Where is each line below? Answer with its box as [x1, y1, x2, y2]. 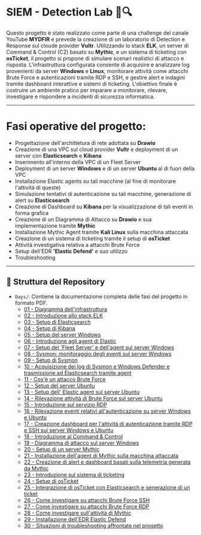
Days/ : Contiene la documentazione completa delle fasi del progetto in [14, 292, 188, 300]
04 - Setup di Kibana [23, 325, 75, 332]
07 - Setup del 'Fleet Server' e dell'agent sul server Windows [23, 343, 175, 351]
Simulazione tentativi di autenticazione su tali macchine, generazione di [14, 190, 191, 197]
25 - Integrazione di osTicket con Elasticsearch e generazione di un [23, 483, 190, 491]
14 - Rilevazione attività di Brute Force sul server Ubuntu [23, 394, 163, 402]
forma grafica [14, 209, 49, 216]
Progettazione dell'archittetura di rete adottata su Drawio [14, 139, 156, 146]
